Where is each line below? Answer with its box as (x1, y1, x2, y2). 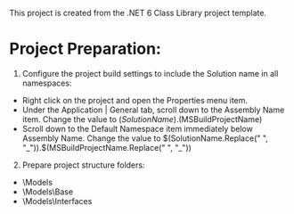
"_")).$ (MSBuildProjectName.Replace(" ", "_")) (21, 142, 192, 152)
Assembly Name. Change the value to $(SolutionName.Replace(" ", (21, 133, 269, 144)
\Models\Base (21, 186, 74, 197)
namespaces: (21, 78, 72, 88)
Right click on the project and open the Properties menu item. (21, 95, 248, 105)
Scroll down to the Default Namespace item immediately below (21, 123, 254, 134)
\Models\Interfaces (21, 195, 93, 206)
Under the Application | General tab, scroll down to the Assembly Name (21, 104, 285, 115)
